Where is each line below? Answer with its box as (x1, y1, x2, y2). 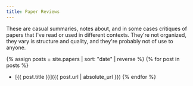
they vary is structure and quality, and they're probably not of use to (6, 37, 174, 44)
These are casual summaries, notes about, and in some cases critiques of (6, 25, 188, 32)
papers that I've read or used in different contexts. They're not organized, (6, 31, 186, 39)
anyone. (6, 44, 26, 51)
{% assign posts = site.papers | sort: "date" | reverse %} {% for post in (6, 55, 180, 62)
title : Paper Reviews (6, 8, 60, 15)
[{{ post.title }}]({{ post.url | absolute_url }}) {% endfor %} (14, 73, 157, 80)
